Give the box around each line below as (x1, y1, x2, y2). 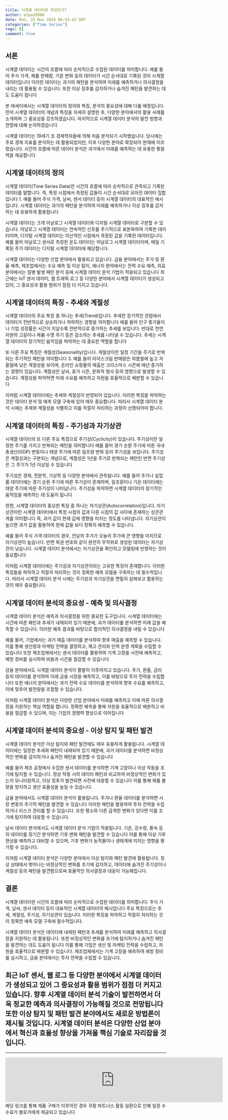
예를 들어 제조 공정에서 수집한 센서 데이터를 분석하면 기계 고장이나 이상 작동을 (5, 764, 159, 770)
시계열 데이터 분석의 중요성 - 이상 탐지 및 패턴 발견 (5, 726, 153, 735)
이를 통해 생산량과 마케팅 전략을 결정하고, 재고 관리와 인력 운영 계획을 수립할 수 (5, 643, 162, 649)
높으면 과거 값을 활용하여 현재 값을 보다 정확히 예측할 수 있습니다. (5, 522, 135, 528)
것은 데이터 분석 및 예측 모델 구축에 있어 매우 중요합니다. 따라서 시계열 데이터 (5, 398, 158, 405)
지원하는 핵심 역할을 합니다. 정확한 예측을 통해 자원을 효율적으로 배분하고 (14, 703, 159, 710)
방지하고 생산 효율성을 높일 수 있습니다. (14, 784, 93, 790)
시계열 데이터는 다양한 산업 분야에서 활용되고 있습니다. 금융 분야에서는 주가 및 (5, 256, 159, 262)
